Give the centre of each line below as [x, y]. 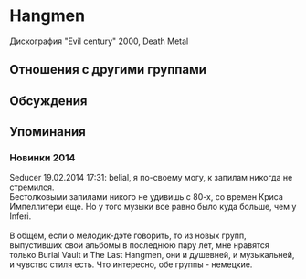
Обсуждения [48, 101]
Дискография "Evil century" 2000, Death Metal [99, 41]
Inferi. [21, 216]
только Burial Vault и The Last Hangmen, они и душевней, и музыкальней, [152, 255]
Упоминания [48, 132]
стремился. [32, 187]
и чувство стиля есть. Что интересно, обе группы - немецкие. [131, 264]
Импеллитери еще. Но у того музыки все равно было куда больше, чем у [153, 207]
